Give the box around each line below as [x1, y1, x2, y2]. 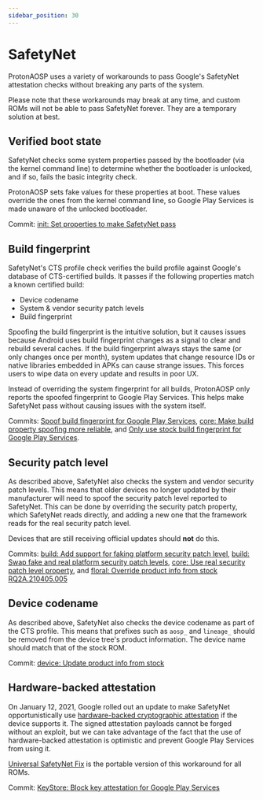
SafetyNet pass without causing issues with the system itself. [8, 401, 206, 410]
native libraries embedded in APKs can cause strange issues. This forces [8, 361, 245, 370]
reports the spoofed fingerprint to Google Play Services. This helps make [8, 393, 245, 402]
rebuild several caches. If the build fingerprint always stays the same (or [8, 344, 242, 354]
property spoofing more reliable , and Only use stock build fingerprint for [8, 424, 242, 434]
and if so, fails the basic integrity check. [8, 172, 137, 182]
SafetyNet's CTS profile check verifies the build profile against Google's [8, 263, 242, 272]
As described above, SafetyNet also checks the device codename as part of [8, 617, 255, 627]
